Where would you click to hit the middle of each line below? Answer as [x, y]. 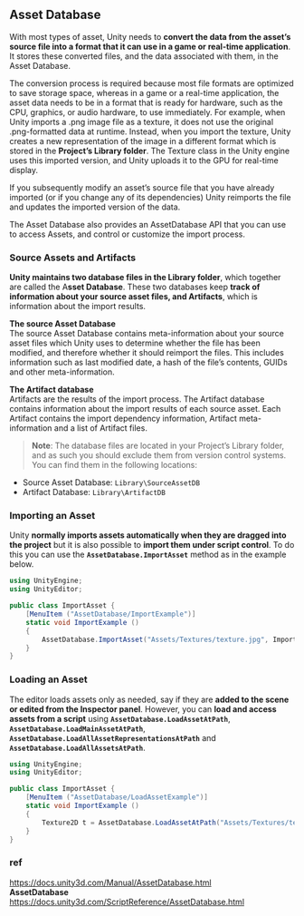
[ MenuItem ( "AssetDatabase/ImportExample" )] [111, 614]
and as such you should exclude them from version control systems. [159, 455]
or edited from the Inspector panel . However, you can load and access [143, 709]
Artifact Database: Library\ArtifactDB [94, 492]
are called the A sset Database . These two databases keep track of [135, 287]
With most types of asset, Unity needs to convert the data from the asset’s [150, 36]
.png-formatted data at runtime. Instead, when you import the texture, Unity [150, 132]
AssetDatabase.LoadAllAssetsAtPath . [78, 747]
